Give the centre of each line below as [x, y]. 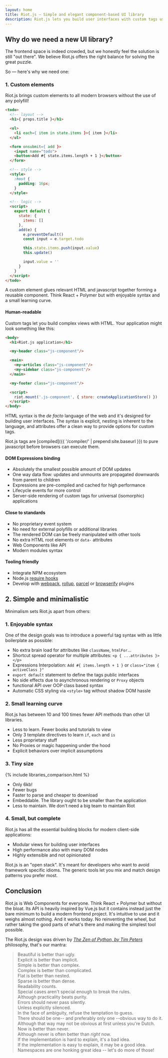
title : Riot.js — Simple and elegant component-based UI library [74, 14]
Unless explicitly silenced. [44, 1007]
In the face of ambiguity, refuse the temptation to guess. [75, 1012]
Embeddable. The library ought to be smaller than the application [79, 800]
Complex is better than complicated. [55, 970]
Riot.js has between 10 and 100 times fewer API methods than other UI [77, 714]
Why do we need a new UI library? [59, 39]
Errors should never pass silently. [52, 1002]
